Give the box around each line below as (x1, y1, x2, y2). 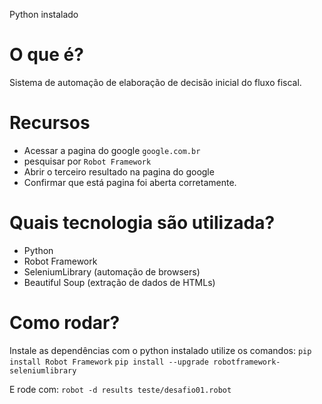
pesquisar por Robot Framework (23, 155, 152, 167)
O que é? (9, 44, 84, 66)
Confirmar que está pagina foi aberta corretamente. (23, 176, 237, 188)
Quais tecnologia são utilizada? (9, 212, 276, 234)
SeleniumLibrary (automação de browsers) (23, 265, 201, 278)
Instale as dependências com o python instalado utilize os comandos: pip (9, 344, 312, 356)
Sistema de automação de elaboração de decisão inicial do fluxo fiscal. (9, 76, 302, 88)
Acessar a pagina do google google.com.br (23, 144, 201, 156)
